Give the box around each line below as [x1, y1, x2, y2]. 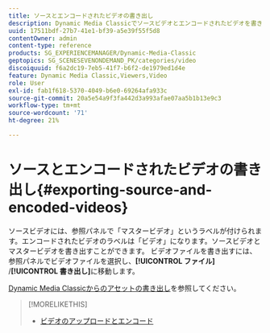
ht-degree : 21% [8, 117, 60, 125]
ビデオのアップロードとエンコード [39, 315, 154, 326]
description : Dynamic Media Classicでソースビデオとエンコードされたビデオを [8, 19, 251, 27]
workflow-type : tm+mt [8, 101, 81, 109]
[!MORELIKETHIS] [27, 299, 88, 309]
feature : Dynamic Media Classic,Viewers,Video [8, 72, 168, 80]
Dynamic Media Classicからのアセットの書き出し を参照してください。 [8, 283, 241, 293]
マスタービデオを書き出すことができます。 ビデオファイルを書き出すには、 [8, 246, 257, 256]
